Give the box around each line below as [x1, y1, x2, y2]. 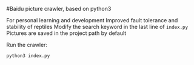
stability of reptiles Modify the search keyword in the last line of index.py [6, 23, 189, 30]
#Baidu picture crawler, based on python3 [6, 5, 112, 12]
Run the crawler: [6, 42, 47, 48]
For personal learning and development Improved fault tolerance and [6, 17, 178, 23]
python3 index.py [6, 53, 50, 59]
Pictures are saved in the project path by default [6, 29, 127, 37]
